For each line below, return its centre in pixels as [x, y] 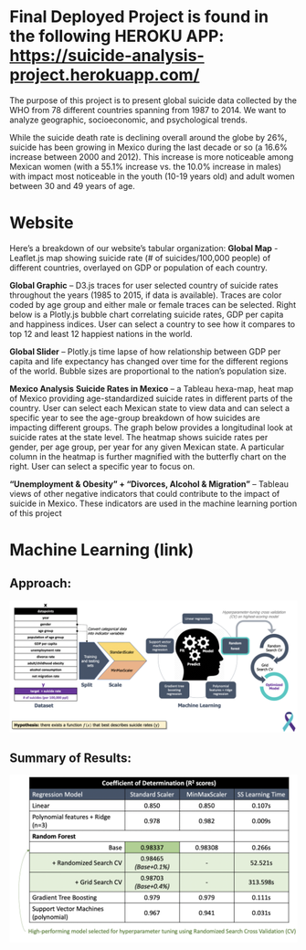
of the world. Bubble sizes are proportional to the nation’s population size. [148, 371]
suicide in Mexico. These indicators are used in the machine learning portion [153, 503]
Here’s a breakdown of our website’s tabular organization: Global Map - [144, 248]
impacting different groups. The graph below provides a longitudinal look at [151, 427]
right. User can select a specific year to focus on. [102, 466]
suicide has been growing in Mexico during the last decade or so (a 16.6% [148, 147]
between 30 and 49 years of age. [72, 185]
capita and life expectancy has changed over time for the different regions [149, 361]
